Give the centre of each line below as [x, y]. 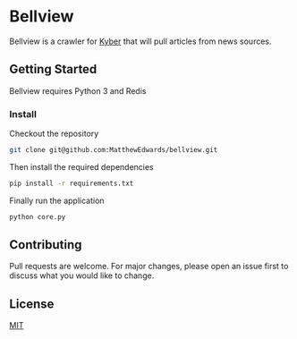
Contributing [46, 245]
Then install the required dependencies [81, 166]
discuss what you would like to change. [82, 275]
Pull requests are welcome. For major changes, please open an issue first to [149, 267]
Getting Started [53, 69]
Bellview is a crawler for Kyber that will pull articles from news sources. [140, 41]
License [32, 304]
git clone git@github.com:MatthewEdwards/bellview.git [114, 150]
